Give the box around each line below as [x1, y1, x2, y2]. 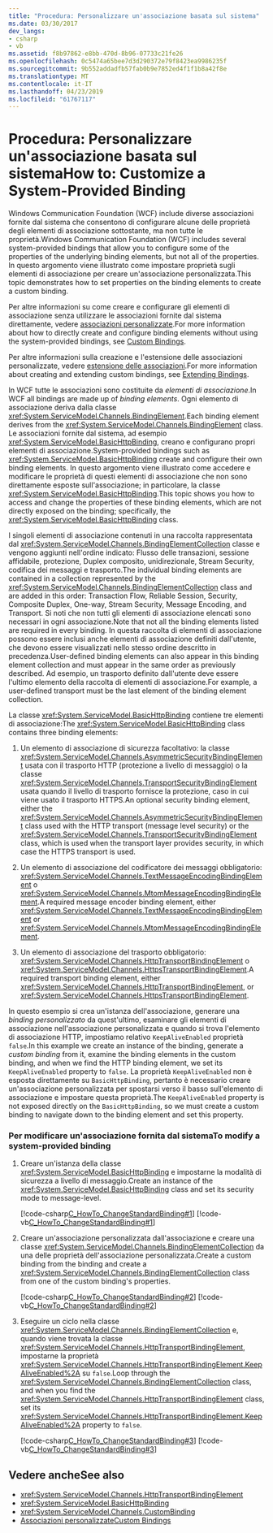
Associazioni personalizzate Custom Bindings [19, 1516, 171, 1526]
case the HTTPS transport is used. [19, 847, 136, 857]
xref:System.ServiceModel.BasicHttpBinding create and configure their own [8, 454, 262, 464]
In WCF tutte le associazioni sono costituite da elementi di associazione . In [8, 385, 258, 395]
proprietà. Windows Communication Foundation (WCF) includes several [8, 235, 246, 245]
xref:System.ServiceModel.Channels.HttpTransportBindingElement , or [19, 982, 254, 992]
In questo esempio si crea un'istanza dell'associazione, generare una [8, 1007, 240, 1016]
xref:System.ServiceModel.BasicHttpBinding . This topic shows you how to [8, 489, 255, 499]
